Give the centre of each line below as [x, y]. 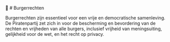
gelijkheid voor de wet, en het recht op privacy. [55, 34]
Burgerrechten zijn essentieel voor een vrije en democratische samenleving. [86, 18]
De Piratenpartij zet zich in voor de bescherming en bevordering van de [80, 23]
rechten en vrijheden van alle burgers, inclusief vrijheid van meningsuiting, [84, 29]
